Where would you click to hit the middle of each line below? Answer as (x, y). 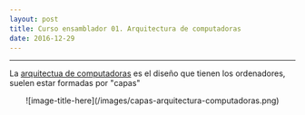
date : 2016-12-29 (42, 38)
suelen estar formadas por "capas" (75, 83)
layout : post (34, 19)
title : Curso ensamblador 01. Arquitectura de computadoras (126, 29)
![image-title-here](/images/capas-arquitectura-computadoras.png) (152, 101)
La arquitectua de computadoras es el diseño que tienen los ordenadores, (148, 73)
